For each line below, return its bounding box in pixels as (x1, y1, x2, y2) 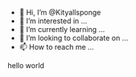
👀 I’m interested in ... (19, 16, 88, 26)
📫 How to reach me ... (19, 43, 94, 51)
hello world (7, 61, 45, 70)
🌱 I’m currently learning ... (19, 25, 105, 34)
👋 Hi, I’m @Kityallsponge (19, 8, 101, 17)
